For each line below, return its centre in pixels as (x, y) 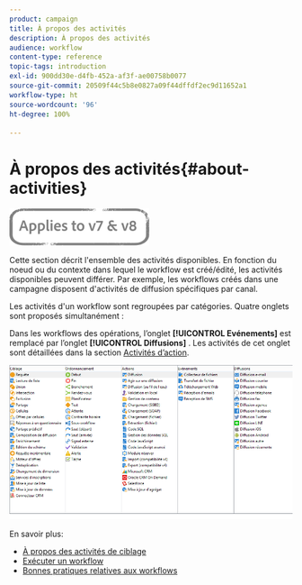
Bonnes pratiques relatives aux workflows (100, 571)
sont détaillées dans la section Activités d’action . (99, 352)
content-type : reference (56, 57)
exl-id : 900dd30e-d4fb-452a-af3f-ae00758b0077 (98, 77)
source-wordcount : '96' (54, 105)
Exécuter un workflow (63, 561)
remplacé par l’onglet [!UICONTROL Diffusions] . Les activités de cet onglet (150, 343)
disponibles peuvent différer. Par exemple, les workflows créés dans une (144, 279)
